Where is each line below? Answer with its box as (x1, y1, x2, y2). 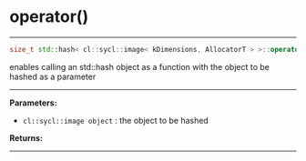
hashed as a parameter (9, 71, 97, 82)
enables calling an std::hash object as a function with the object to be (9, 61, 270, 72)
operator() (9, 6, 89, 27)
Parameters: (9, 97, 57, 108)
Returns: (9, 132, 44, 143)
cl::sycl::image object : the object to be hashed (22, 115, 209, 126)
